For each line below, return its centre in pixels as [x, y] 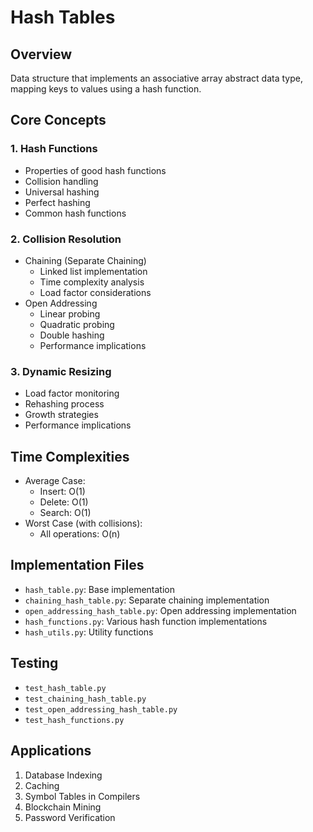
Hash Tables [63, 17]
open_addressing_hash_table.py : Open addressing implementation [160, 610]
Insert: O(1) [62, 492]
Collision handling [61, 181]
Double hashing [72, 335]
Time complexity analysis [92, 282]
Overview [41, 54]
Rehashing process [64, 404]
